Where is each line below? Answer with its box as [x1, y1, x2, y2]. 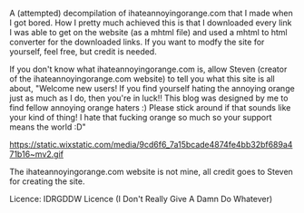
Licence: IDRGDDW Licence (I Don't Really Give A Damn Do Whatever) [9, 194, 273, 204]
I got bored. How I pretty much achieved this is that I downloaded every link [9, 17, 292, 28]
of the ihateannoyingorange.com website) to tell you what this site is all [9, 73, 275, 84]
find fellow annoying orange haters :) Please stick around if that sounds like [9, 102, 291, 112]
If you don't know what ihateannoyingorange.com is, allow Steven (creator [9, 63, 288, 74]
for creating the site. [9, 176, 85, 187]
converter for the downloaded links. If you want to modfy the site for [9, 36, 265, 47]
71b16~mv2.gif [9, 149, 64, 160]
